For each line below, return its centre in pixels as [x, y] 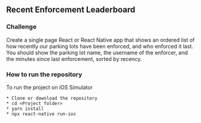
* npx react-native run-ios [41, 114]
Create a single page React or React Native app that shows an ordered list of [100, 40]
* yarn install [25, 109]
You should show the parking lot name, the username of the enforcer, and [97, 53]
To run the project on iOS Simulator [49, 87]
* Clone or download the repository [52, 98]
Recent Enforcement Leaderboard [71, 10]
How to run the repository [44, 74]
